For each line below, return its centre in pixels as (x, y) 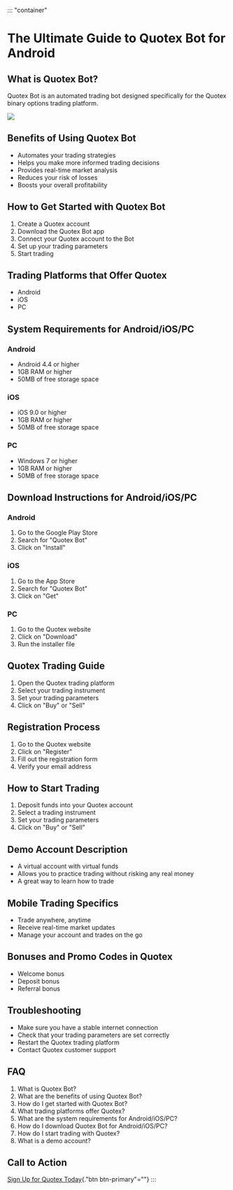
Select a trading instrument (56, 813)
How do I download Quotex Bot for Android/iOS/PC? (92, 1126)
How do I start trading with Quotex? (69, 1133)
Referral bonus (39, 989)
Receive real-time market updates (66, 928)
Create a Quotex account (54, 224)
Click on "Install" (41, 548)
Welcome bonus (41, 973)
